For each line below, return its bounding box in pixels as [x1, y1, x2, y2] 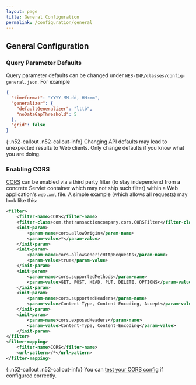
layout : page [6, 8, 38, 15]
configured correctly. [6, 372, 57, 379]
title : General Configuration [6, 14, 80, 20]
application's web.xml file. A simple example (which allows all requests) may [6, 191, 188, 198]
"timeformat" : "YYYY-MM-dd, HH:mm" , [11, 95, 100, 101]
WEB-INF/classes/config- [125, 73, 185, 79]
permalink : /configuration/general [6, 19, 93, 25]
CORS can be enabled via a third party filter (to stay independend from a [6, 178, 181, 185]
